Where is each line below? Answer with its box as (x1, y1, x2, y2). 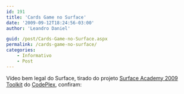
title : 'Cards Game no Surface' (6, 14, 86, 20)
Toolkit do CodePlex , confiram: (6, 81, 82, 88)
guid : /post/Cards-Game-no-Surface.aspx (6, 36, 108, 42)
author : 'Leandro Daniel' (6, 25, 70, 32)
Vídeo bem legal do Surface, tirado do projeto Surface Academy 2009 (6, 74, 179, 82)
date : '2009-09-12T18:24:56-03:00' (6, 20, 95, 26)
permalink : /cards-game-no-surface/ (6, 42, 97, 48)
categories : (6, 47, 36, 54)
